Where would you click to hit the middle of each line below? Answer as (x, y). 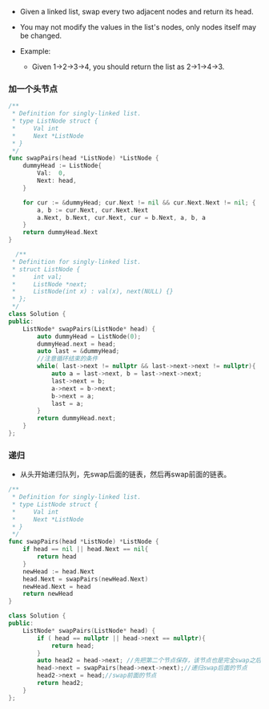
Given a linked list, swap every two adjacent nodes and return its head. (137, 12)
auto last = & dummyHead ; (78, 351)
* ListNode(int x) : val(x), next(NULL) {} (92, 292)
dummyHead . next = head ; (76, 344)
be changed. (41, 36)
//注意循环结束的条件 (68, 359)
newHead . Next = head (57, 586)
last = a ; (67, 403)
